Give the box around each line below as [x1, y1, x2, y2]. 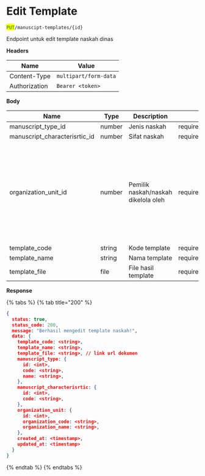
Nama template [128, 254, 173, 262]
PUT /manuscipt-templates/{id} [6, 24, 84, 31]
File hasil [128, 263, 154, 272]
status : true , [12, 316, 48, 322]
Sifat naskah [128, 132, 165, 141]
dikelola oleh [128, 196, 165, 204]
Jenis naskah [128, 122, 167, 131]
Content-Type [9, 71, 51, 80]
